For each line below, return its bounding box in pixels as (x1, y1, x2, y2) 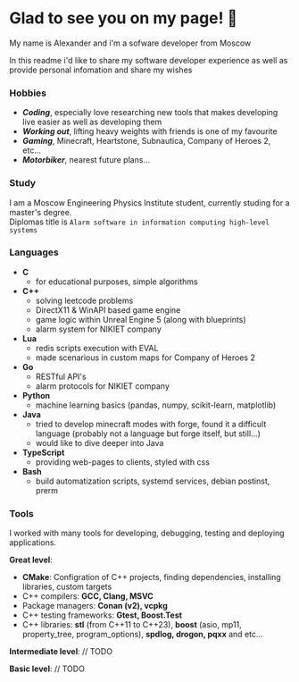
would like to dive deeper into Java (35, 437, 164, 448)
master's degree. (9, 206, 72, 217)
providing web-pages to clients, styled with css (35, 456, 210, 467)
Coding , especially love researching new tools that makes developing (21, 107, 278, 118)
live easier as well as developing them (21, 116, 162, 128)
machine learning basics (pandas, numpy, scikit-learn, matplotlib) (35, 400, 277, 410)
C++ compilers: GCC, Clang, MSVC (21, 591, 154, 602)
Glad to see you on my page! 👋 (9, 8, 238, 29)
